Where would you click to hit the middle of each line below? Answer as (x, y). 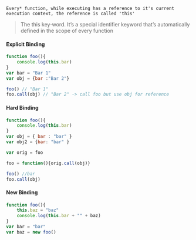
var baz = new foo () (31, 232)
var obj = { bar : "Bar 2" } (38, 78)
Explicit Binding (26, 44)
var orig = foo (25, 153)
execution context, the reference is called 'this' (70, 13)
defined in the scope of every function (67, 31)
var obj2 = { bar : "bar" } (38, 142)
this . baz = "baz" (38, 210)
